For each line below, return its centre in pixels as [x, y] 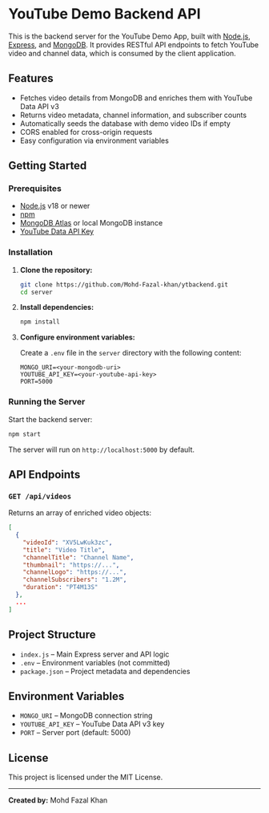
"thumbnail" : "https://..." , [71, 565]
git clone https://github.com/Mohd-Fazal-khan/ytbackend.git [124, 285]
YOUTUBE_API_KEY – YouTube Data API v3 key [92, 724]
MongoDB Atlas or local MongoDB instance [91, 223]
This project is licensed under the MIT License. [86, 777]
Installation [31, 252]
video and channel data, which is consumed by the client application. [122, 53]
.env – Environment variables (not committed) [95, 662]
